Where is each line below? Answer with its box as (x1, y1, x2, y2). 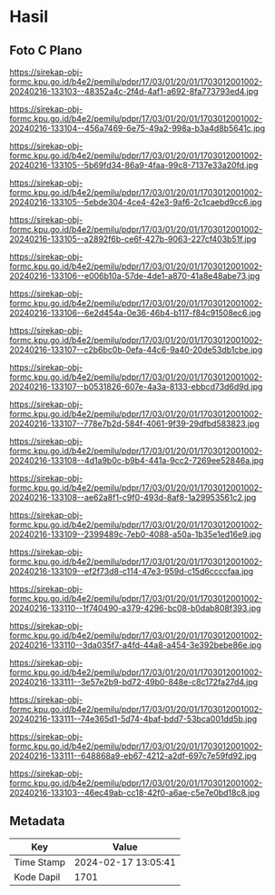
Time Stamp (14, 856, 66, 869)
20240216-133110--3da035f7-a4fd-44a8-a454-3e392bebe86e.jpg (9, 640, 261, 651)
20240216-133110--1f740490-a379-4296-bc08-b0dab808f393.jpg (9, 602, 261, 613)
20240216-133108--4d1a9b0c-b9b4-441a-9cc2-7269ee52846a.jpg (9, 455, 264, 465)
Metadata (9, 813, 65, 829)
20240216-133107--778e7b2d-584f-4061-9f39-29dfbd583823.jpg (9, 418, 260, 429)
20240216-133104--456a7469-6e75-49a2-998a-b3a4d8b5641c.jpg (9, 123, 266, 134)
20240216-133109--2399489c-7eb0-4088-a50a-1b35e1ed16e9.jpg (9, 529, 261, 540)
